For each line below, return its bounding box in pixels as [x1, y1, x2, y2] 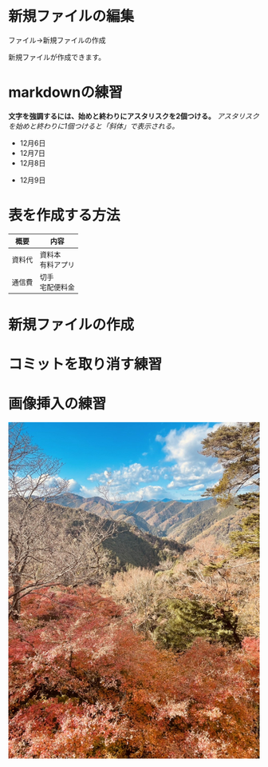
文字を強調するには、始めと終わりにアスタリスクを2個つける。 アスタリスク [8, 111, 259, 121]
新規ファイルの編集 [8, 7, 135, 26]
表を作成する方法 [8, 206, 121, 225]
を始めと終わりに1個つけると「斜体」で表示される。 [8, 121, 179, 130]
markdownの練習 [8, 83, 123, 102]
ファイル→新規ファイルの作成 [8, 35, 106, 45]
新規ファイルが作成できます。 [8, 52, 106, 62]
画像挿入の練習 [8, 394, 107, 413]
